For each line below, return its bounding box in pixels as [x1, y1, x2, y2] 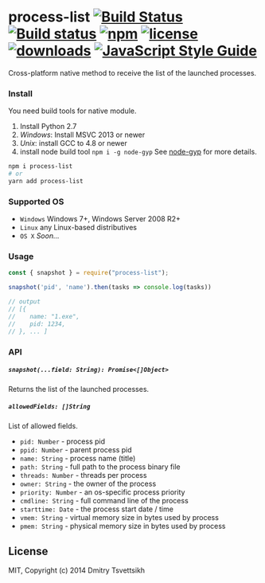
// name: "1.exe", [8, 312, 80, 320]
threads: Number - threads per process [19, 471, 147, 480]
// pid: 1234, [8, 319, 66, 328]
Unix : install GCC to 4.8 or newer [19, 139, 127, 148]
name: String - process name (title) [19, 454, 136, 464]
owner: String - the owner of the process [19, 479, 157, 489]
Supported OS [8, 196, 64, 207]
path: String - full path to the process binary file [19, 462, 181, 471]
